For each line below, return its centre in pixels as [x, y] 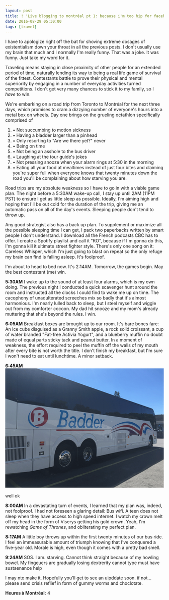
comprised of [19, 120]
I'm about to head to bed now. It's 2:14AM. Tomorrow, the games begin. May [84, 267]
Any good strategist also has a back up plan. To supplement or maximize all [83, 225]
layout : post [19, 11]
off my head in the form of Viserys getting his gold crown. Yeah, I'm [75, 522]
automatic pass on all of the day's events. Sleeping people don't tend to [80, 210]
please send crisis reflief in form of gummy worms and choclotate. [74, 583]
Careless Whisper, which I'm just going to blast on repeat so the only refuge [84, 252]
